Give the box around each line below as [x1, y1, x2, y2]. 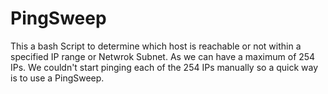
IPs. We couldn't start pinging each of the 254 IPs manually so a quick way [10, 61, 319, 73]
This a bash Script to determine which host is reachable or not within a [10, 40, 302, 52]
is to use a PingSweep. [10, 72, 105, 84]
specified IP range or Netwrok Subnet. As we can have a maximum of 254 [10, 50, 316, 62]
